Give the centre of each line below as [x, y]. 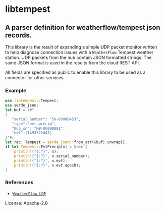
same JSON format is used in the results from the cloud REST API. [73, 63]
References [19, 183]
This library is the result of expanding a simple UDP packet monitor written [81, 47]
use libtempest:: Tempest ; [32, 101]
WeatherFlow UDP [29, 194]
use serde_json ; [22, 105]
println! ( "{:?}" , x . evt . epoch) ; [47, 165]
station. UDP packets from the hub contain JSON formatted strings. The [79, 57]
